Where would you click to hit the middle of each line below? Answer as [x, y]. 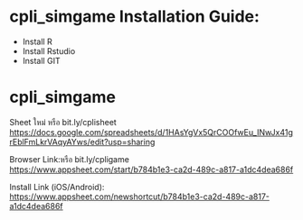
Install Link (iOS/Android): [57, 187]
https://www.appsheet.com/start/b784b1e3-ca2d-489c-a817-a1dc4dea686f [151, 170]
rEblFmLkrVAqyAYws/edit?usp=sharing [82, 142]
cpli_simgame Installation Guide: [135, 17]
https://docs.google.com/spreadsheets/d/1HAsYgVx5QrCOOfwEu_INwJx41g [151, 132]
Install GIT [41, 60]
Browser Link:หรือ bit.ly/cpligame [69, 159]
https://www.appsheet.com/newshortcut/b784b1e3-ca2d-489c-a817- [139, 197]
